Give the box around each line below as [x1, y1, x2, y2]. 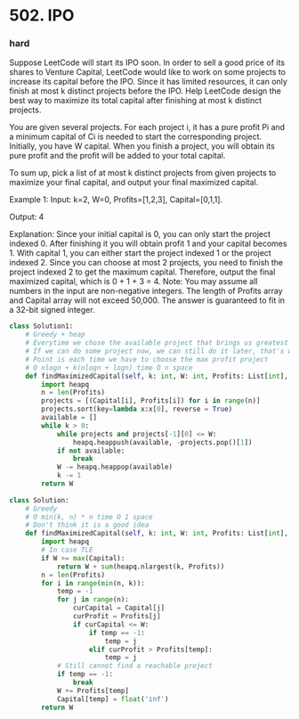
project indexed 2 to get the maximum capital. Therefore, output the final [9, 266, 276, 277]
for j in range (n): [56, 595, 129, 604]
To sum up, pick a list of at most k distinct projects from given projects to [9, 167, 277, 178]
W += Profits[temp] [56, 686, 129, 695]
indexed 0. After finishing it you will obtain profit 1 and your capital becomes [9, 238, 287, 249]
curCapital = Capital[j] [72, 603, 166, 613]
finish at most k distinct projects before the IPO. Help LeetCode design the [9, 86, 282, 96]
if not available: [56, 446, 125, 455]
